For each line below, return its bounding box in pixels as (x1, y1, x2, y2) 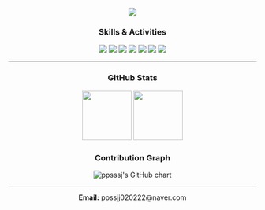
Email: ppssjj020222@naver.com (78, 193, 187, 202)
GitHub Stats (107, 72, 158, 83)
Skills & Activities (98, 26, 167, 37)
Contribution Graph (94, 152, 171, 163)
